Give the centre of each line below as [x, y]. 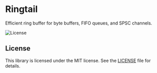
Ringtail [21, 9]
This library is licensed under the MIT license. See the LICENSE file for [78, 60]
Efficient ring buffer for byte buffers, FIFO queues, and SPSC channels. [79, 23]
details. [13, 65]
